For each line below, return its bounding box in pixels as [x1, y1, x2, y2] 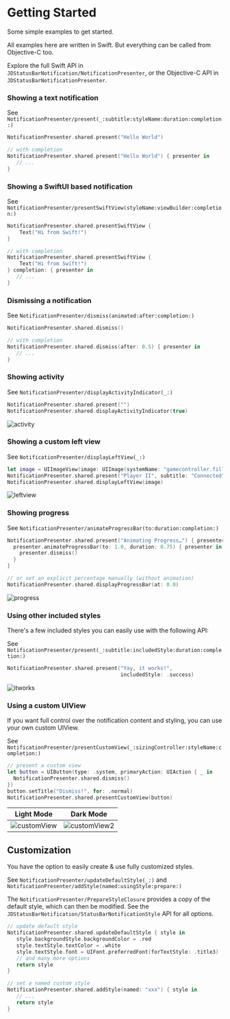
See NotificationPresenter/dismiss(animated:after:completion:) [7, 311, 195, 320]
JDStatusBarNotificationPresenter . [7, 75, 107, 84]
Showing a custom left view [7, 437, 101, 446]
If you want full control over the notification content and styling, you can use [7, 717, 222, 725]
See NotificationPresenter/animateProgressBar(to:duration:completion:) [7, 523, 219, 532]
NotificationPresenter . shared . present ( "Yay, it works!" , [7, 665, 173, 672]
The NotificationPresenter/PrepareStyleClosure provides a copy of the [7, 895, 211, 903]
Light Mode [14, 809, 53, 819]
